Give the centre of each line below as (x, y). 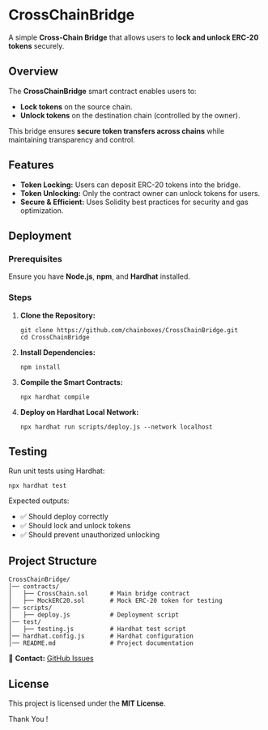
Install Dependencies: (57, 352)
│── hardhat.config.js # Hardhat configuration (101, 636)
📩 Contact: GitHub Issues (51, 659)
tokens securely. (36, 45)
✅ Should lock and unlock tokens (75, 526)
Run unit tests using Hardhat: (57, 471)
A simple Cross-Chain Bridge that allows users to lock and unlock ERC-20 (134, 37)
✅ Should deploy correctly (64, 517)
